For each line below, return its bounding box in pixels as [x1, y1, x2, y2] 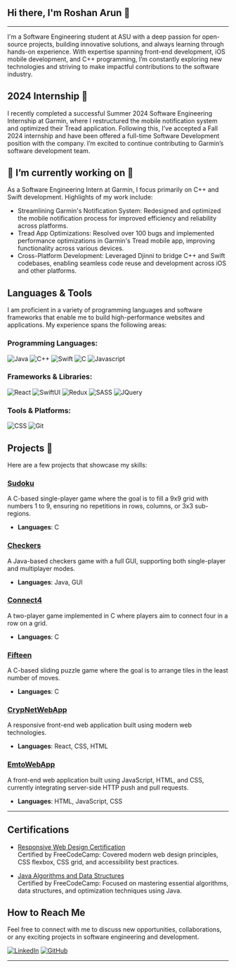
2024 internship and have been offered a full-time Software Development [7, 131, 220, 140]
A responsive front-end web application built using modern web [7, 721, 192, 730]
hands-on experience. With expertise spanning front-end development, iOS [7, 47, 226, 56]
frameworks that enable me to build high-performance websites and [7, 313, 205, 321]
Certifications [7, 824, 70, 836]
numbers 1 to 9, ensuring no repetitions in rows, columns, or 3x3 [7, 502, 194, 510]
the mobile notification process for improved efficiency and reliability [17, 214, 217, 223]
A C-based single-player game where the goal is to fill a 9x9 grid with [7, 494, 209, 503]
